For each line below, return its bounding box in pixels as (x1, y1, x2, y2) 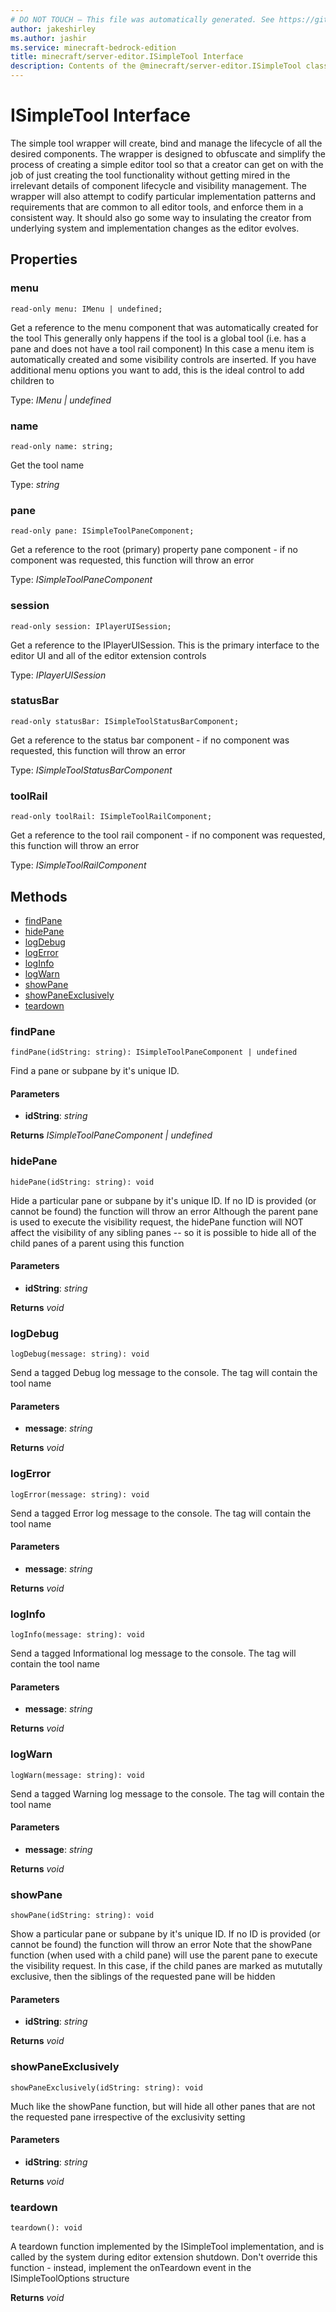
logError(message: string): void (10, 1489, 150, 1500)
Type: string (10, 478, 60, 490)
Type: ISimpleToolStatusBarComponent (10, 764, 173, 776)
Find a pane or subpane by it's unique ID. (10, 1065, 180, 1077)
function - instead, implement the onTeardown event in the (10, 2262, 252, 2274)
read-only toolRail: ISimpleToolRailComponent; (10, 812, 213, 822)
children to (10, 374, 55, 386)
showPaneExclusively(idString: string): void (10, 2082, 203, 2093)
